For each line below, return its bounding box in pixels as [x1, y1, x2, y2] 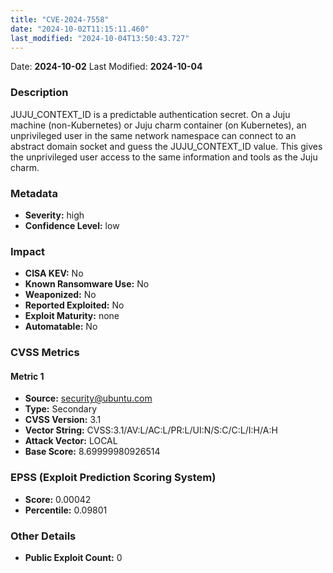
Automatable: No [24, 321, 98, 333]
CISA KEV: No [24, 267, 84, 280]
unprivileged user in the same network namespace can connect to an [10, 129, 297, 141]
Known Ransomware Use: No [24, 278, 150, 290]
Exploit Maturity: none [24, 310, 120, 322]
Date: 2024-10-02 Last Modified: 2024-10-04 [10, 61, 203, 73]
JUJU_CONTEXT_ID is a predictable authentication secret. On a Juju [10, 108, 291, 120]
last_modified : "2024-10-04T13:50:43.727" [10, 33, 190, 43]
